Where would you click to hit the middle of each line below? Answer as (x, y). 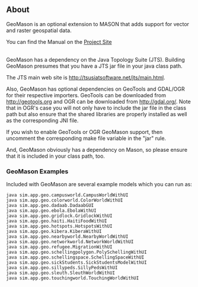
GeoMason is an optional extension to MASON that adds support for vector (98, 24)
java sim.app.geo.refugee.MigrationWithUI (59, 247)
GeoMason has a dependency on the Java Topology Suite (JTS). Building (95, 59)
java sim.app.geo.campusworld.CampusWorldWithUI (67, 195)
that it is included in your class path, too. (56, 156)
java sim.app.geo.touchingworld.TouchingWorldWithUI (73, 278)
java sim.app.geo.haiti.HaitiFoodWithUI (57, 221)
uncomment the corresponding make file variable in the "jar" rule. (86, 138)
